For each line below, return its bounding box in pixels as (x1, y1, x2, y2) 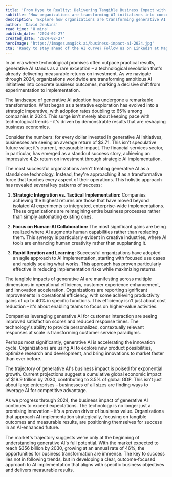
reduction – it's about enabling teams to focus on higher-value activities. (5, 303, 158, 309)
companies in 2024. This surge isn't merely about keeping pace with (5, 113, 150, 119)
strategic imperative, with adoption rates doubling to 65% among (5, 107, 142, 114)
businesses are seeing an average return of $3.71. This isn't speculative (5, 139, 157, 145)
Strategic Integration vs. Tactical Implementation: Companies (12, 191, 146, 198)
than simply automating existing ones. (12, 213, 93, 220)
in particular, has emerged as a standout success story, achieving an (5, 150, 150, 156)
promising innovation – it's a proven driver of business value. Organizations (5, 408, 164, 414)
